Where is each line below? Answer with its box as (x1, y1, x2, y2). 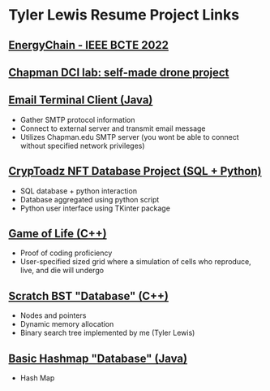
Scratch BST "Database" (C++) (8, 289, 169, 302)
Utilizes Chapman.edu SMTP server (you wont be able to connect (19, 132, 239, 141)
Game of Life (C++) (8, 226, 107, 241)
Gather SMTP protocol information (19, 115, 135, 124)
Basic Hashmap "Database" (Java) (8, 351, 188, 365)
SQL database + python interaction (19, 185, 138, 196)
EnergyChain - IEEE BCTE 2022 (8, 38, 169, 52)
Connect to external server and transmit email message (19, 124, 206, 133)
